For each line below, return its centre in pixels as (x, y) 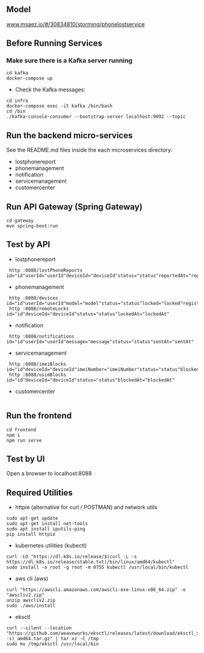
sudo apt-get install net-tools (47, 524)
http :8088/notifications (42, 336)
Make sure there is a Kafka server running (69, 60)
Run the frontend (39, 416)
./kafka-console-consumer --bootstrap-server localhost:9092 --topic (96, 117)
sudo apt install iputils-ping (46, 529)
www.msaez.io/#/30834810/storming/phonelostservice (76, 24)
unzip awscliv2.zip (31, 600)
